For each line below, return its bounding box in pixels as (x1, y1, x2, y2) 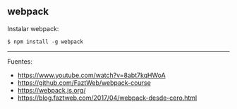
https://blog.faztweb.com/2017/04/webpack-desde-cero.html (17, 93, 197, 102)
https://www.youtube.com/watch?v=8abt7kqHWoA (17, 71, 166, 79)
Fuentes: (7, 57, 33, 66)
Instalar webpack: (7, 24, 59, 33)
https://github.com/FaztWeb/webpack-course (17, 78, 152, 87)
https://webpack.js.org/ (17, 86, 86, 94)
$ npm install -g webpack (7, 38, 83, 45)
